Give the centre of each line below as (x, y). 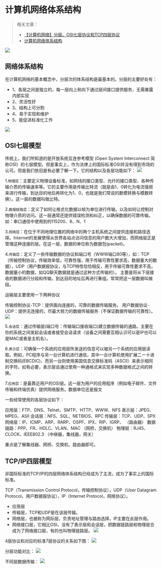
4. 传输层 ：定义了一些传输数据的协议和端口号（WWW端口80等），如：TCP (77, 254)
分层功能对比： (20, 552)
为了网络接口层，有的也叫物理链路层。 (54, 531)
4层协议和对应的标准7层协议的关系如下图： (48, 541)
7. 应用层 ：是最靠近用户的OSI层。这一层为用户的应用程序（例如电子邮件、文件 (81, 383)
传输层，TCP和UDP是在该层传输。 (46, 513)
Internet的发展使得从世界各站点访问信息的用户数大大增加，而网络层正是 (84, 238)
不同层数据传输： (22, 562)
